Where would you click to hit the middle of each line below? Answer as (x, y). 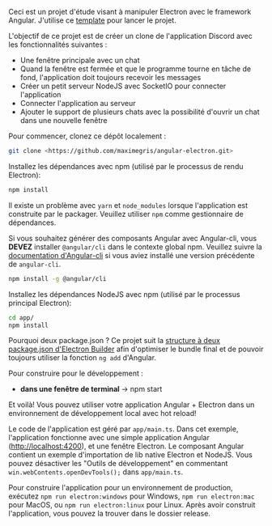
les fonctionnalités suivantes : (58, 45)
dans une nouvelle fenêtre (64, 120)
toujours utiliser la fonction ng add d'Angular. (82, 358)
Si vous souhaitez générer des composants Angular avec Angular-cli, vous (133, 238)
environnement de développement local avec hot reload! (102, 414)
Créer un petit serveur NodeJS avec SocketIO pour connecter (123, 86)
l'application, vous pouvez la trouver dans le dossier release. (109, 514)
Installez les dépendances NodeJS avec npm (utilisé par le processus (124, 294)
